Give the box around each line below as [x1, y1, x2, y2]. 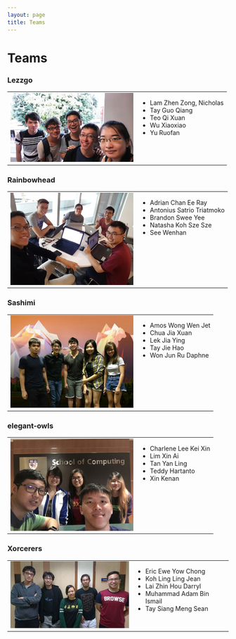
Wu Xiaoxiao [150, 120, 186, 129]
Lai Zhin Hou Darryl [145, 582, 202, 590]
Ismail [145, 597, 163, 605]
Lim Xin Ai [150, 451, 179, 460]
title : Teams [7, 18, 46, 26]
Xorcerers [7, 544, 43, 554]
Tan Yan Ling [150, 459, 188, 467]
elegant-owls [7, 421, 54, 431]
